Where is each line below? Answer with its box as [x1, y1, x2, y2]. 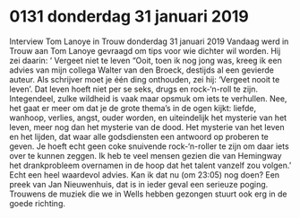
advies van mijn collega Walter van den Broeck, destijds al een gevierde [9, 65, 275, 75]
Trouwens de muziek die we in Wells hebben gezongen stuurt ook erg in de [9, 188, 288, 199]
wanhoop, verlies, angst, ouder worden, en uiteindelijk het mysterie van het [9, 112, 287, 123]
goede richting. [9, 197, 65, 208]
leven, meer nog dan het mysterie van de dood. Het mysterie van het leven [9, 121, 285, 132]
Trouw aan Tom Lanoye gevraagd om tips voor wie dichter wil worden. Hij [9, 45, 281, 56]
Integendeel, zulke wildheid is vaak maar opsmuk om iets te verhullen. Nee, [9, 92, 287, 104]
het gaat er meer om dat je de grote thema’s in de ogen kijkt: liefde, [9, 102, 257, 113]
